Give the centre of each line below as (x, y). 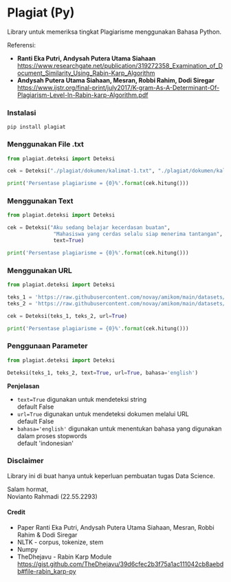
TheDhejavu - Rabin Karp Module (64, 557)
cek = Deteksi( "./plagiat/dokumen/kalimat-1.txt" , (81, 171)
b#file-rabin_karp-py (47, 572)
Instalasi (22, 113)
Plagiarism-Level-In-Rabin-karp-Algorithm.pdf (82, 95)
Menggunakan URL (40, 270)
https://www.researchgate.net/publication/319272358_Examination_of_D (120, 65)
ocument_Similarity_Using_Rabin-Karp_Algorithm (86, 73)
